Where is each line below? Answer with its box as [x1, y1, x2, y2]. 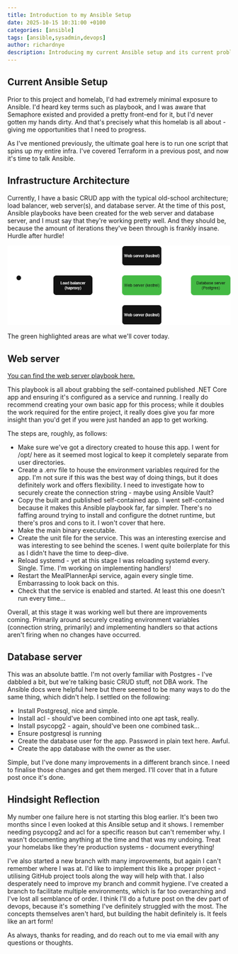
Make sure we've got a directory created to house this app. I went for [17, 443, 220, 451]
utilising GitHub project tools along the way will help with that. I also [7, 872, 205, 880]
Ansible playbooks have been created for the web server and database [7, 208, 215, 217]
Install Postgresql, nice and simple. [17, 706, 120, 714]
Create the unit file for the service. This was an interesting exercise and [17, 534, 227, 542]
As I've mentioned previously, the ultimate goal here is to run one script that [7, 139, 229, 147]
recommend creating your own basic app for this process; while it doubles [7, 400, 225, 409]
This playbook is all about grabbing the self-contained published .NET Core [7, 385, 227, 394]
